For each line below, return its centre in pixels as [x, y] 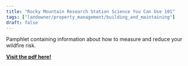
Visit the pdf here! [29, 57]
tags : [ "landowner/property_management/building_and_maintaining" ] [91, 17]
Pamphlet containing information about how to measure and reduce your [94, 39]
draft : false [22, 22]
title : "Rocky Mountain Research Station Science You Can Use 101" [91, 11]
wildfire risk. [21, 45]
